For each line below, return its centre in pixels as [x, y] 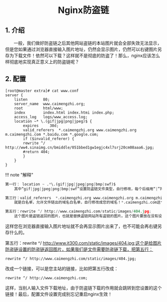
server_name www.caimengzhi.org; [50, 104]
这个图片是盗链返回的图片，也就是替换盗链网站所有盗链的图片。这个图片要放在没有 [86, 216]
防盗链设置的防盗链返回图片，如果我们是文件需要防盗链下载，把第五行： [79, 249]
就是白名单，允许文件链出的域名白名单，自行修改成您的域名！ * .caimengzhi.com [86, 202]
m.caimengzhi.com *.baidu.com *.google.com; [52, 134]
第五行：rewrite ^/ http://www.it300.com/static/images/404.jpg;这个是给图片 [83, 243]
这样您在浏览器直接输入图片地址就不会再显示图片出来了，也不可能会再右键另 [83, 226]
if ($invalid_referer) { [49, 139]
